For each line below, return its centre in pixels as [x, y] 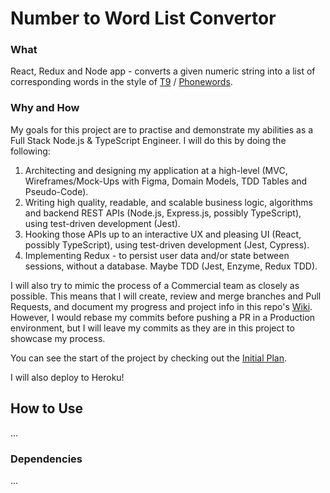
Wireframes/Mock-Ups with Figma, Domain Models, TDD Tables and [166, 181]
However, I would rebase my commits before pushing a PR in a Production [163, 317]
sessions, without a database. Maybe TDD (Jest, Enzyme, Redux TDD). [171, 266]
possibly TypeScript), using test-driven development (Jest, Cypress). [167, 244]
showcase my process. [58, 338]
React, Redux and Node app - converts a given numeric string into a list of [163, 71]
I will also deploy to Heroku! [67, 377]
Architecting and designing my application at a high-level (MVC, [156, 170]
